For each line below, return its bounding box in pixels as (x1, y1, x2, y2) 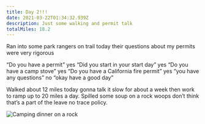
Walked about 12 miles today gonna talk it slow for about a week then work (6, 86, 195, 93)
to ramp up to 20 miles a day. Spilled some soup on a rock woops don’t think (6, 92, 199, 100)
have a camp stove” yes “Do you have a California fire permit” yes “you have (6, 68, 199, 75)
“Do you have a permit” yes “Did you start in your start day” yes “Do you (6, 61, 188, 68)
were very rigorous (6, 49, 54, 57)
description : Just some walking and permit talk (6, 20, 133, 26)
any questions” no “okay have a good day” (6, 74, 114, 81)
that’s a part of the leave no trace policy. (6, 99, 108, 106)
